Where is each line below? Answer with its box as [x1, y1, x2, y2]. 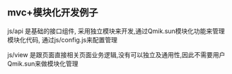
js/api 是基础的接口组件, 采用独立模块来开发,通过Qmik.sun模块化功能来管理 [7, 27, 225, 35]
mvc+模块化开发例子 [7, 6, 98, 19]
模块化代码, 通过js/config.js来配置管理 [7, 35, 118, 44]
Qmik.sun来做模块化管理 [7, 59, 79, 68]
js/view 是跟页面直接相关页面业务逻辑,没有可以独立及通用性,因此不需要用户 [7, 50, 226, 58]
